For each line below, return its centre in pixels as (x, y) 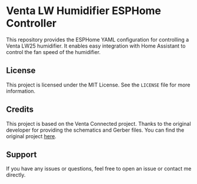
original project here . (31, 136)
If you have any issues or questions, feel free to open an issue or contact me (99, 169)
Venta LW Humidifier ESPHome (84, 11)
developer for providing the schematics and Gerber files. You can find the (95, 130)
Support (21, 154)
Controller (31, 23)
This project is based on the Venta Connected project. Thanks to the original (98, 123)
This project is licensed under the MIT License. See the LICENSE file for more (98, 85)
